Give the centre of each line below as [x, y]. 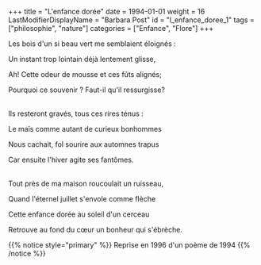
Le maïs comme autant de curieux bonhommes [85, 129]
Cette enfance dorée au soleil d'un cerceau [79, 214]
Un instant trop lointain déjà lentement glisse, [82, 59]
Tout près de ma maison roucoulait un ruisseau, [86, 183]
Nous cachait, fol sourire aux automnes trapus [84, 144]
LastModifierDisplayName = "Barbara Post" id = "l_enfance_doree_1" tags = [132, 20]
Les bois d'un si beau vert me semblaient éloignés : [92, 44]
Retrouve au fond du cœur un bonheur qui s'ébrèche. [95, 230]
